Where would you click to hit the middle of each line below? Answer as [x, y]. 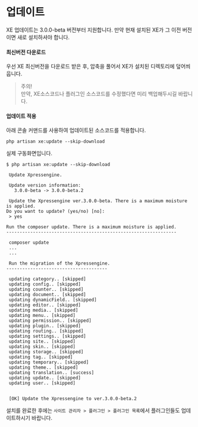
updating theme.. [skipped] [43, 368]
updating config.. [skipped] [45, 284]
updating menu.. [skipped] [42, 316]
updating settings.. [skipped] [47, 337]
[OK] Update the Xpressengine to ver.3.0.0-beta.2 [73, 399]
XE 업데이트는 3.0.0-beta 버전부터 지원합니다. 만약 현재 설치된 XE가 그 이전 [94, 30]
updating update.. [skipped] [45, 378]
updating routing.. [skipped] [46, 331]
